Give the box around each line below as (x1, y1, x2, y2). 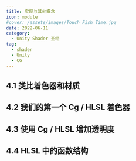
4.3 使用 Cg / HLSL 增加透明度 (6, 124, 115, 134)
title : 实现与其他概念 (6, 8, 56, 15)
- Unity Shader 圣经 (11, 36, 60, 42)
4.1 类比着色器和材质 (6, 80, 80, 91)
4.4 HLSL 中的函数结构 (6, 146, 89, 156)
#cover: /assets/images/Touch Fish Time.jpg (6, 19, 117, 25)
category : (6, 30, 30, 36)
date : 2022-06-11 (6, 25, 49, 31)
